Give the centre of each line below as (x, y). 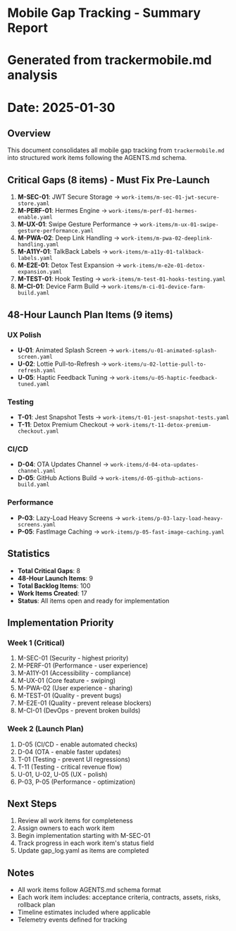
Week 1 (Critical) (36, 643)
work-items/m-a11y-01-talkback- (157, 252)
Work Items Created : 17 (52, 593)
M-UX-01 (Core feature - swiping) (67, 681)
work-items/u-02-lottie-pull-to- (157, 364)
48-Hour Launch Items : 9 (55, 578)
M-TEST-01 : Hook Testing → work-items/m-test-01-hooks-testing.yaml (122, 279)
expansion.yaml (40, 272)
